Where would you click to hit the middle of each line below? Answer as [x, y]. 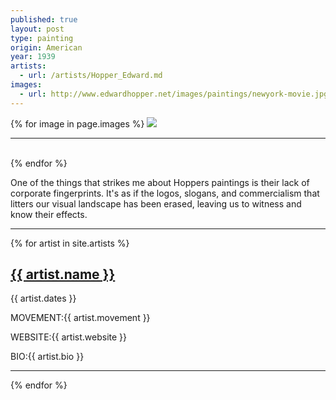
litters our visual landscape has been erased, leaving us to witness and [156, 203]
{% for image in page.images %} [77, 123]
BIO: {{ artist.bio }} [47, 357]
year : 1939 [33, 57]
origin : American [46, 47]
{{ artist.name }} [63, 274]
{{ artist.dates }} [43, 298]
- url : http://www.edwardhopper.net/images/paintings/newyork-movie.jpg [174, 94]
